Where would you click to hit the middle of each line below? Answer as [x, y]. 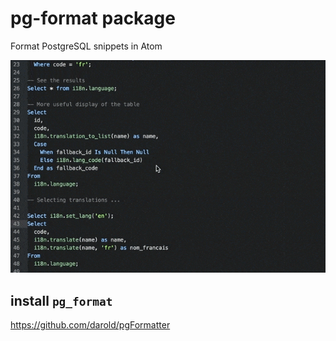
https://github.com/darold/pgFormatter [90, 324]
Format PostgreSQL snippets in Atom [86, 46]
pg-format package [93, 18]
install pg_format [61, 300]
